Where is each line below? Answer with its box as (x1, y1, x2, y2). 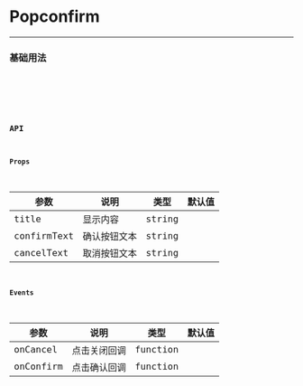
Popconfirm (9, 6, 100, 27)
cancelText (14, 247, 69, 259)
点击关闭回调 (71, 344, 126, 356)
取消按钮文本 (82, 248, 137, 259)
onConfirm (14, 361, 63, 372)
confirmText (14, 230, 74, 241)
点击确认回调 (71, 362, 126, 373)
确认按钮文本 (82, 231, 137, 243)
